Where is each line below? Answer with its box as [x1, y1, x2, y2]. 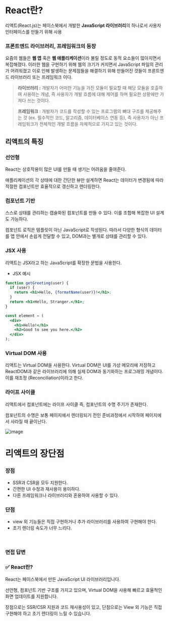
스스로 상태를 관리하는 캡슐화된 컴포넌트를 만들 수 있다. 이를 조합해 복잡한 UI [5, 210, 155, 216]
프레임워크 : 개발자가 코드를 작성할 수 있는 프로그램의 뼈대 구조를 [17, 108, 144, 115]
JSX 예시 [12, 270, 31, 276]
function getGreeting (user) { [5, 280, 69, 285]
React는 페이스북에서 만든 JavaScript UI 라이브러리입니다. [5, 576, 121, 582]
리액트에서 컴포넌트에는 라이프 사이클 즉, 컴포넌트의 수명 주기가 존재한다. [5, 401, 148, 407]
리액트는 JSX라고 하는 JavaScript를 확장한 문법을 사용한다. [5, 260, 122, 266]
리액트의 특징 [5, 137, 44, 146]
